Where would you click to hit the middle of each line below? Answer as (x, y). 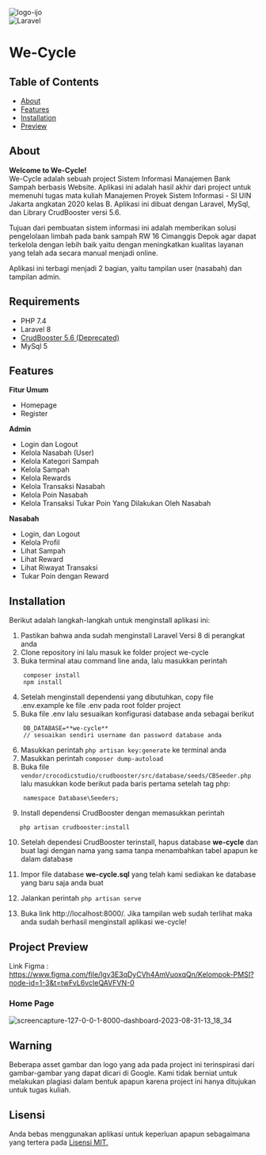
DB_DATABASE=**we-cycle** (66, 729)
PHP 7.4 (33, 320)
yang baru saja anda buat (62, 883)
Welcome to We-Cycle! (48, 170)
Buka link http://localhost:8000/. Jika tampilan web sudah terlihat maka (136, 914)
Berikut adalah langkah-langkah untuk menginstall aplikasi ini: (110, 620)
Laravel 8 (36, 329)
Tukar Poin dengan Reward (65, 576)
